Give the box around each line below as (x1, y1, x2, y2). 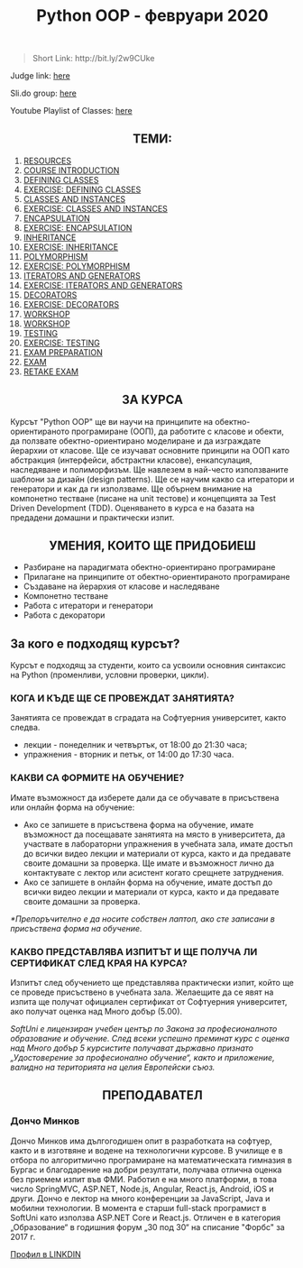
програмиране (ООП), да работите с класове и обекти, (71, 426, 285, 436)
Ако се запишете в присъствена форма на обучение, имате (23, 819, 254, 830)
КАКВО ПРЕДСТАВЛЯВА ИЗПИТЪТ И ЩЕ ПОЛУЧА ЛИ (10, 945, 258, 958)
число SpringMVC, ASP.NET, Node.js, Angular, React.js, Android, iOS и (10, 1183, 274, 1194)
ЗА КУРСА (121, 392, 184, 408)
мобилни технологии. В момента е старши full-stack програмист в (10, 1202, 267, 1213)
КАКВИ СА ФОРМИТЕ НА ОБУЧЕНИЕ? (10, 772, 185, 785)
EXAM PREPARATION (23, 346, 103, 357)
